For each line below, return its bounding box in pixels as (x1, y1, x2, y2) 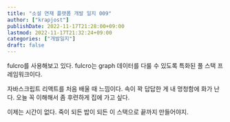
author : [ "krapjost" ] (7, 16, 70, 23)
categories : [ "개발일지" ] (7, 36, 76, 42)
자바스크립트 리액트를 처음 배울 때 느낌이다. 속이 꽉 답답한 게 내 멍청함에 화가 (7, 85, 213, 93)
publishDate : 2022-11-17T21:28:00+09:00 (7, 23, 125, 29)
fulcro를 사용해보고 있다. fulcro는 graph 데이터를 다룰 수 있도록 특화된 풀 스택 (7, 62, 216, 69)
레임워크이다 (7, 70, 41, 78)
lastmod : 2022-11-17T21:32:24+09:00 (7, 29, 112, 36)
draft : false (7, 42, 45, 49)
